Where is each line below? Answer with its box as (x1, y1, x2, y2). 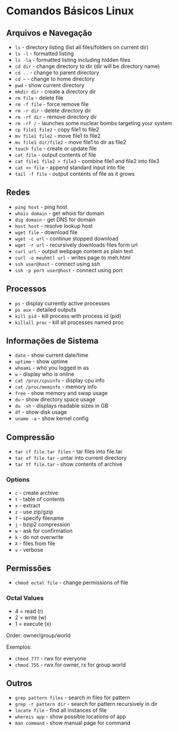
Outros (6, 678, 33, 689)
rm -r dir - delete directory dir (14, 107, 91, 114)
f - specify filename (14, 514, 64, 522)
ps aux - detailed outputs (14, 306, 76, 313)
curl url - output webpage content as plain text (14, 247, 133, 254)
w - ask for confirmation (14, 527, 73, 534)
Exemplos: (6, 643, 32, 650)
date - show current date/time (14, 351, 89, 359)
